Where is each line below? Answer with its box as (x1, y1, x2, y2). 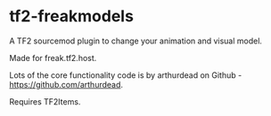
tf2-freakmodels (9, 6, 134, 27)
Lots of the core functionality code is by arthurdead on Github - (9, 69, 242, 81)
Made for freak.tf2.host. (9, 52, 97, 63)
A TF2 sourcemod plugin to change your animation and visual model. (9, 35, 263, 46)
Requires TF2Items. (9, 96, 81, 107)
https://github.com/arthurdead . (9, 79, 123, 89)
